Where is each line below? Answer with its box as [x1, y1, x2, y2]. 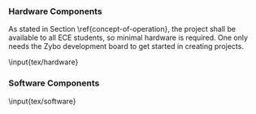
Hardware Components [8, 6, 103, 17]
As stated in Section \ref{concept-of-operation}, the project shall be [8, 24, 236, 34]
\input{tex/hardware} [8, 57, 79, 67]
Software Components [8, 77, 100, 89]
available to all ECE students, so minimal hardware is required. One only [8, 33, 249, 42]
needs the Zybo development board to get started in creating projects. [8, 42, 244, 51]
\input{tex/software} [8, 96, 76, 106]
